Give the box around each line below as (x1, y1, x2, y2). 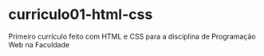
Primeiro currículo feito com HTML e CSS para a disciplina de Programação (8, 32, 257, 41)
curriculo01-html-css (8, 6, 153, 24)
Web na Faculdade (8, 39, 70, 49)
